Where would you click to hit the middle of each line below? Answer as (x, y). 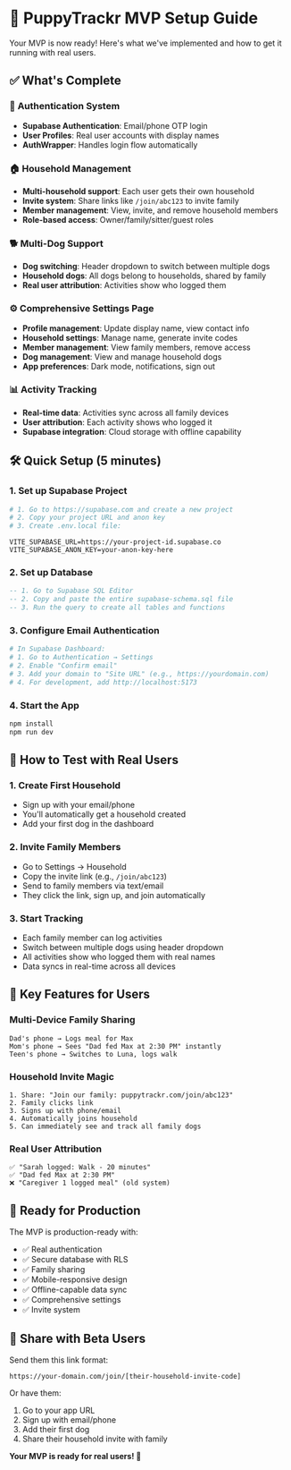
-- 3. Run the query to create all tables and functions (117, 608)
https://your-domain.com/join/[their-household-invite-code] (125, 1376)
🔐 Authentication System (65, 106)
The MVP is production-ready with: (74, 1232)
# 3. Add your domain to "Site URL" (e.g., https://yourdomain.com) (139, 674)
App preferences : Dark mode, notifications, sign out (119, 366)
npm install (31, 724)
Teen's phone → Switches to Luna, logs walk (93, 1054)
